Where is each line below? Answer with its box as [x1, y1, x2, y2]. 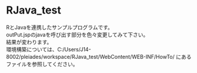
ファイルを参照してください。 [6, 60, 78, 68]
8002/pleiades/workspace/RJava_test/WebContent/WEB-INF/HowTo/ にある [6, 53, 192, 60]
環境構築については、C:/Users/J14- [6, 45, 91, 53]
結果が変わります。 [6, 38, 52, 45]
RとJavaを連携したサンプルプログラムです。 [6, 24, 113, 31]
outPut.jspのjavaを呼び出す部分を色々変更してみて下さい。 [6, 31, 149, 38]
